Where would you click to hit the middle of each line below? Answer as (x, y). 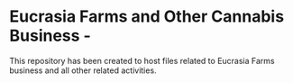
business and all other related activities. (83, 70)
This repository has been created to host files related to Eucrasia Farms (142, 60)
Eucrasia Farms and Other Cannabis (147, 17)
